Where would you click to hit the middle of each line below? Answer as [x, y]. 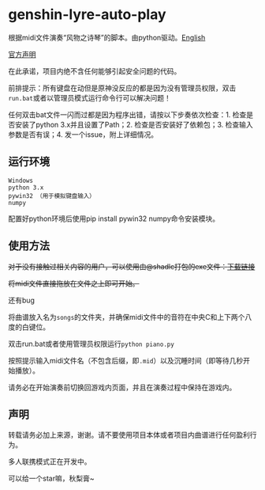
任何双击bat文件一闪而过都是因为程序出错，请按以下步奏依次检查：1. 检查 [127, 114]
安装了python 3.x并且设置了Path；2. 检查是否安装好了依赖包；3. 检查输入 [134, 124]
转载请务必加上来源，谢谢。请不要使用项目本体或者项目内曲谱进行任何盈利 [129, 435]
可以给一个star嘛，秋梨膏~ [51, 479]
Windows [21, 180]
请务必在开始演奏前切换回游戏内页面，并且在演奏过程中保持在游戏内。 [122, 387]
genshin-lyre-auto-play [88, 15]
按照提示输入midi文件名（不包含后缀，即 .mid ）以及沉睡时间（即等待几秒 [126, 360]
